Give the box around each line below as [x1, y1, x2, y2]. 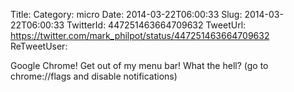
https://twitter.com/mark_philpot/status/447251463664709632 [10, 30, 270, 41]
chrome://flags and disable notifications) [10, 70, 178, 82]
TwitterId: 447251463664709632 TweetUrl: [66, 19, 247, 31]
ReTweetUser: [10, 40, 68, 52]
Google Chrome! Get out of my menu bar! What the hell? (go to [10, 60, 269, 71]
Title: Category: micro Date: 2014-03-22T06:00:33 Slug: [10, 9, 243, 20]
